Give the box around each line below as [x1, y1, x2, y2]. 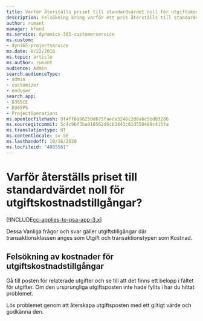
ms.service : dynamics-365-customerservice [6, 31, 115, 38]
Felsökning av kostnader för [6, 251, 114, 262]
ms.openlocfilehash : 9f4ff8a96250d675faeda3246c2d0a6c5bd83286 [6, 116, 169, 122]
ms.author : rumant [6, 59, 53, 65]
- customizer [6, 82, 39, 88]
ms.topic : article [6, 54, 53, 60]
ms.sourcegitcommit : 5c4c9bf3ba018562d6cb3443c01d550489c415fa [6, 122, 169, 128]
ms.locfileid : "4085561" [6, 144, 69, 150]
